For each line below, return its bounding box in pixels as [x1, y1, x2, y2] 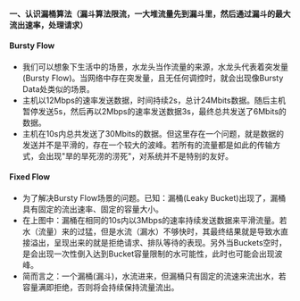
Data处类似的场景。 [21, 83, 96, 94]
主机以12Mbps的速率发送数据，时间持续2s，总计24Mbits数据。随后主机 [21, 95, 286, 105]
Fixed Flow [9, 171, 51, 182]
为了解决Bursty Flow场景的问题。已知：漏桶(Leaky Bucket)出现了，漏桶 [21, 193, 287, 203]
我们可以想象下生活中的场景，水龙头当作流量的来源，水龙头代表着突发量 [21, 61, 288, 71]
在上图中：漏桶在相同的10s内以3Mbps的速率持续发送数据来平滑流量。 [21, 215, 279, 225]
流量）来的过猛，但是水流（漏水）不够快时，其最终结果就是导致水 [37, 226, 281, 237]
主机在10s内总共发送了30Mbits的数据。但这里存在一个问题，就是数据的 [21, 128, 284, 138]
